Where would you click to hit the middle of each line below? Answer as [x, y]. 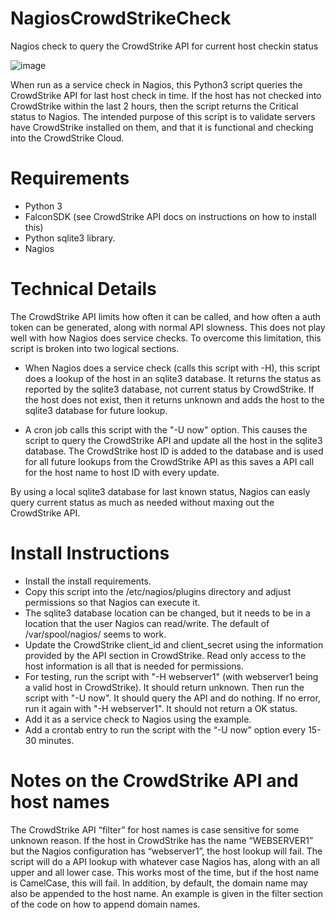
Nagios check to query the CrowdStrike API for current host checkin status [164, 46]
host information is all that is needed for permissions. [134, 666]
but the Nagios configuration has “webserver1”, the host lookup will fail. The [166, 851]
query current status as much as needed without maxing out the [142, 502]
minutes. [56, 740]
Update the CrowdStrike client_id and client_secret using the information [174, 644]
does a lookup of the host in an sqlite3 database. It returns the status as [173, 378]
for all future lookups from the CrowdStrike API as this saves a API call [169, 461]
